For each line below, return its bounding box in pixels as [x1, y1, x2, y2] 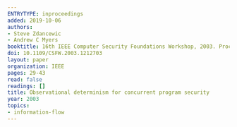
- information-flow [7, 109, 65, 116]
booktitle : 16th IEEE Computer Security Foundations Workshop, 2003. [7, 43, 217, 50]
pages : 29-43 [7, 69, 46, 76]
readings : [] [7, 83, 46, 90]
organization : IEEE [7, 63, 65, 70]
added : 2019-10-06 [7, 17, 61, 24]
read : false [7, 75, 42, 83]
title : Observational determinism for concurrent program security [7, 89, 210, 96]
